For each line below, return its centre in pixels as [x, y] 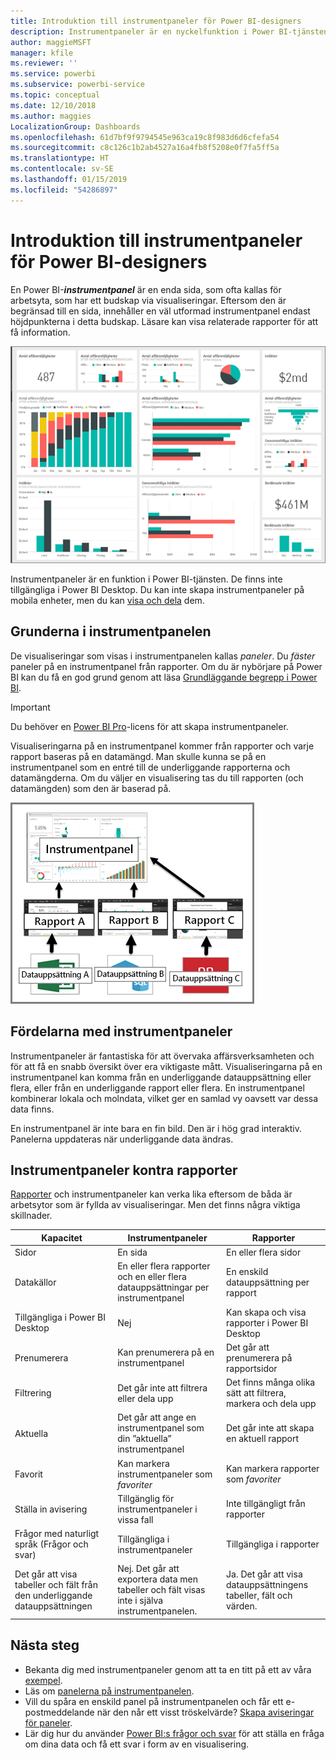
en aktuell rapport [263, 1439]
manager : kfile [42, 53]
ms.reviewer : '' [44, 63]
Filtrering [33, 1393]
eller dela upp [145, 1398]
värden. [242, 1606]
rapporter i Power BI [267, 1322]
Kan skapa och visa [266, 1312]
